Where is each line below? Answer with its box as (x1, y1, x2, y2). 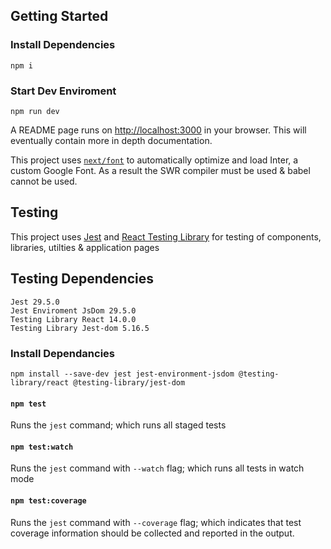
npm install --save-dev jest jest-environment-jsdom (10, 369, 235, 379)
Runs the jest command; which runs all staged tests (10, 419, 227, 431)
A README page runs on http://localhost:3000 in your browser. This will (10, 124, 307, 136)
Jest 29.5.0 (10, 297, 60, 307)
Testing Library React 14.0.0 (10, 314, 137, 324)
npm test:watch (10, 442, 74, 452)
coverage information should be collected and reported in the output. (10, 527, 295, 539)
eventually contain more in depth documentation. (10, 134, 213, 146)
